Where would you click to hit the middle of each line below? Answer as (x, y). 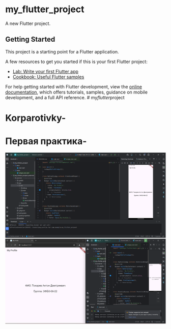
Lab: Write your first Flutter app (46, 71)
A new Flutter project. (28, 23)
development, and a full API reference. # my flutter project (65, 97)
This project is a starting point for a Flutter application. (62, 51)
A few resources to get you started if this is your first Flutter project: (76, 62)
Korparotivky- (36, 118)
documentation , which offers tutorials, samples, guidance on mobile (76, 92)
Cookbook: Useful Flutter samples (48, 77)
